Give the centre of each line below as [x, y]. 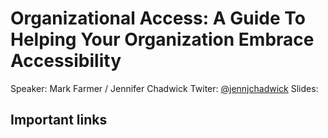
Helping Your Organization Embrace [162, 39]
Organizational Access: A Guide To [158, 18]
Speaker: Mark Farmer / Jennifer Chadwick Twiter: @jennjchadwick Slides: [164, 88]
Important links [59, 120]
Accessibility [66, 61]
